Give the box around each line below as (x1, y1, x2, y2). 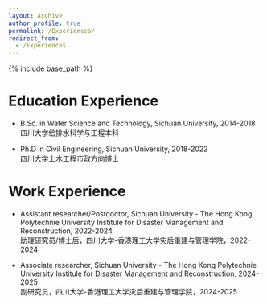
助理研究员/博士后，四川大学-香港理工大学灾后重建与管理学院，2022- (19, 236, 252, 245)
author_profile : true (8, 19, 81, 27)
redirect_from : (8, 34, 60, 43)
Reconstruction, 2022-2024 (19, 226, 113, 236)
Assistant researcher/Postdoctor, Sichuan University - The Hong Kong (19, 209, 253, 218)
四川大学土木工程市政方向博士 (19, 154, 119, 163)
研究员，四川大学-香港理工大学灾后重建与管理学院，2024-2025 (27, 287, 238, 296)
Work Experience (8, 183, 126, 201)
